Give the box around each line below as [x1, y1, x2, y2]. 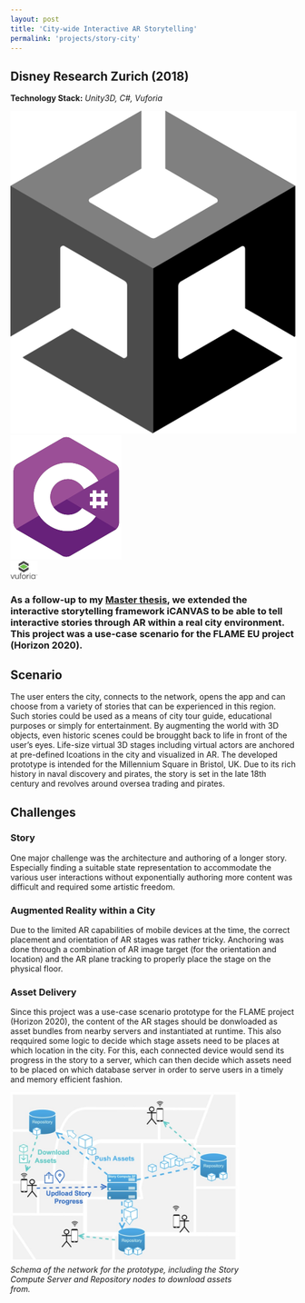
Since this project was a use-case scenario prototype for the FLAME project [10, 1007, 294, 1018]
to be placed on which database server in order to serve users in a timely [10, 1064, 284, 1076]
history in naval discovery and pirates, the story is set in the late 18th [10, 769, 267, 780]
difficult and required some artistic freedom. [10, 881, 175, 892]
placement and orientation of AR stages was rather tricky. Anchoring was [10, 934, 284, 945]
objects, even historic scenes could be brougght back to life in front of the [10, 730, 288, 741]
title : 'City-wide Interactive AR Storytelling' [10, 24, 198, 34]
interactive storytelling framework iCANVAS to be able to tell [10, 605, 283, 618]
